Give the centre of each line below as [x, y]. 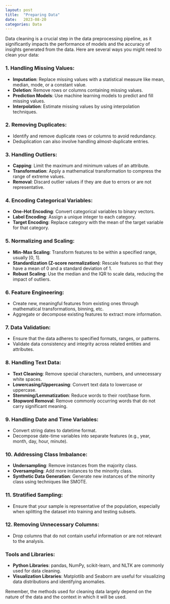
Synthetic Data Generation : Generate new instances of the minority [84, 476]
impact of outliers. [31, 279]
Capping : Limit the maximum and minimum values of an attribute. [81, 166]
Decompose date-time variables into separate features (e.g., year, [81, 435]
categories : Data [24, 24]
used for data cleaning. [37, 571]
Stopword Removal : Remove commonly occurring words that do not [84, 401]
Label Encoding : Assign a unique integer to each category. [74, 217]
